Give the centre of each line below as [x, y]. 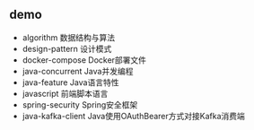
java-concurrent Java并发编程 [78, 71]
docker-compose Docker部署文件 [84, 60]
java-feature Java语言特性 [70, 82]
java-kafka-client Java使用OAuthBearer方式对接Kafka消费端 [133, 116]
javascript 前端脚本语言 [65, 93]
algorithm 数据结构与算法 [68, 37]
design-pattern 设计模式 [67, 48]
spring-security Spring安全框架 [80, 104]
